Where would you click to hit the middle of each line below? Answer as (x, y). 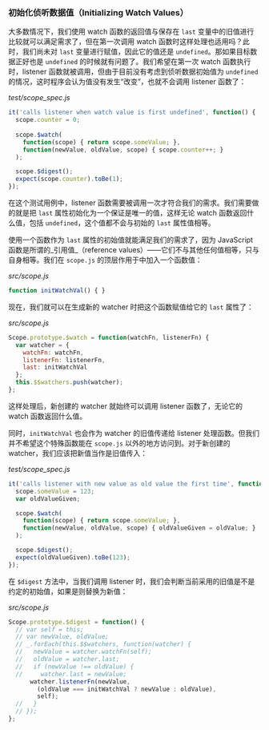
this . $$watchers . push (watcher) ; (70, 382)
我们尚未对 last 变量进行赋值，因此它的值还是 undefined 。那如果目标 (136, 52)
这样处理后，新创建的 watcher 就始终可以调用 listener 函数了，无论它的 (125, 405)
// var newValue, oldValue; (62, 637)
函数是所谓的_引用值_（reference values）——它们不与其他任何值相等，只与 (134, 250)
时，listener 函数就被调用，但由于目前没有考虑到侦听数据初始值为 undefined (133, 72)
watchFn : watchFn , (53, 353)
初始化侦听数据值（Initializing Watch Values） (98, 12)
